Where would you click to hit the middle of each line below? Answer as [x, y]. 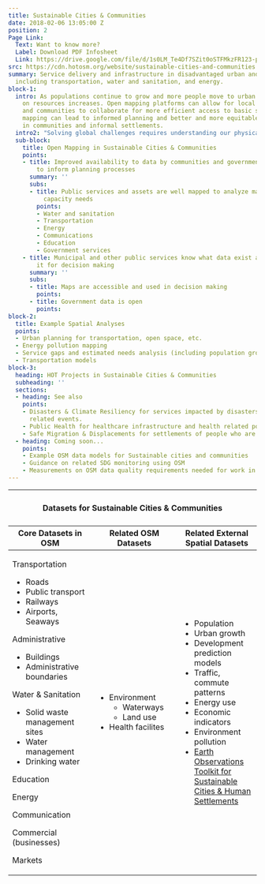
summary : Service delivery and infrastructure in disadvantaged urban [127, 74]
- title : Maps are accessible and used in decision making [128, 287]
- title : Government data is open [86, 302]
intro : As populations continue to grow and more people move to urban [136, 96]
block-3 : [22, 368]
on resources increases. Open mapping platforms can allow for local [139, 103]
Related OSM [134, 533]
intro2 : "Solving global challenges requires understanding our [123, 133]
